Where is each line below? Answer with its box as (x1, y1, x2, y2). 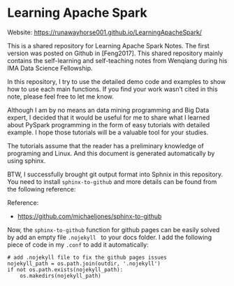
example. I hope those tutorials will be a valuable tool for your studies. (7, 128, 209, 136)
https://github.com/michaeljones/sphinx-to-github (17, 212, 162, 220)
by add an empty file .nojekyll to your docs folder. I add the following (7, 233, 212, 241)
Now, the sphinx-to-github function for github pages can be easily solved (7, 225, 220, 234)
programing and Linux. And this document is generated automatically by (7, 149, 215, 157)
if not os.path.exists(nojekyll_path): (7, 266, 124, 273)
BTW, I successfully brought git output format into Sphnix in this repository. (7, 170, 224, 178)
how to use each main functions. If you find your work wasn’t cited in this (7, 85, 218, 93)
